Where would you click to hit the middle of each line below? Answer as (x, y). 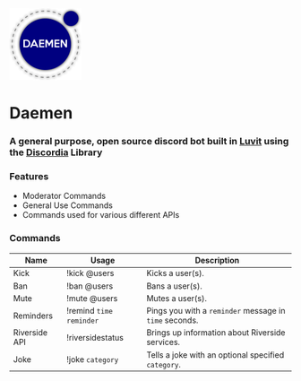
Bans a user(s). (175, 286)
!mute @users (92, 298)
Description (217, 260)
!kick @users (90, 273)
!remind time (90, 311)
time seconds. (172, 320)
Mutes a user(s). (177, 298)
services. (163, 342)
